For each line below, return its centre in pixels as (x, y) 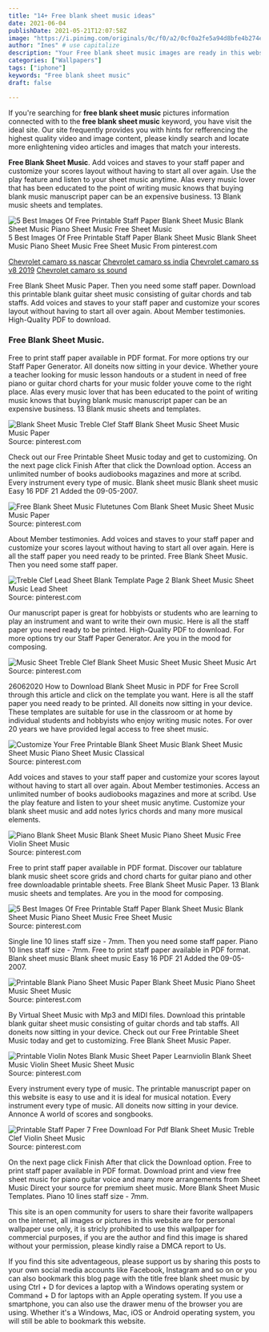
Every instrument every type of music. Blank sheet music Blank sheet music (133, 482)
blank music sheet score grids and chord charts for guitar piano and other (130, 876)
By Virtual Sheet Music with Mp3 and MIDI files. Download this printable (127, 1015)
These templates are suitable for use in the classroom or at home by (121, 712)
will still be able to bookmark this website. (77, 1321)
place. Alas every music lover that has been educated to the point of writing (133, 392)
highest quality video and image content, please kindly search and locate (129, 138)
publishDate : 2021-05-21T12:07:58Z (68, 30)
